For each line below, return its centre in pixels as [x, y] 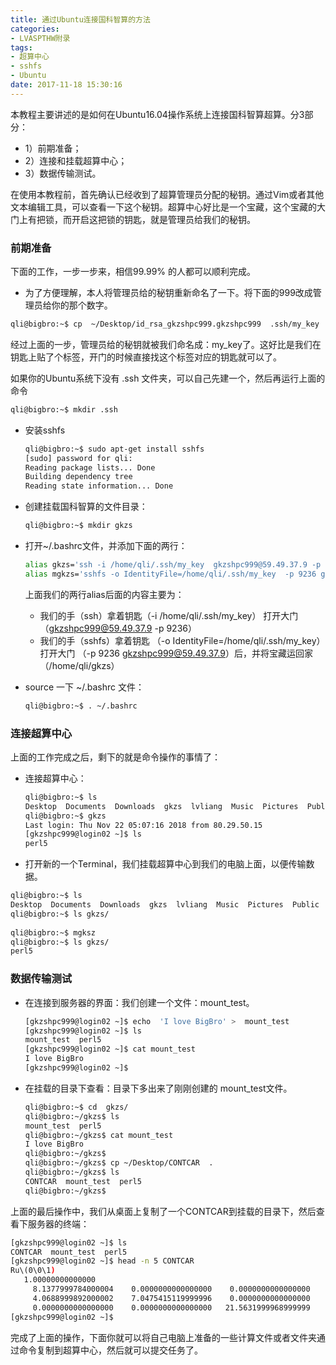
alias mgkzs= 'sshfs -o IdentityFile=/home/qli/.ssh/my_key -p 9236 [170, 574]
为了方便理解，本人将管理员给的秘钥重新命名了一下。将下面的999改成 [168, 293]
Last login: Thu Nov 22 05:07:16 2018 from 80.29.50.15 [143, 825]
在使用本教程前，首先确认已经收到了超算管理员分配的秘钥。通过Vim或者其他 [167, 194]
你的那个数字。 [82, 305]
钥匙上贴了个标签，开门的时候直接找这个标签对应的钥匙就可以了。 [146, 357]
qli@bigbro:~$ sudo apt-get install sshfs [114, 449]
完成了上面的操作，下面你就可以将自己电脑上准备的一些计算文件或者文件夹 [163, 1337]
